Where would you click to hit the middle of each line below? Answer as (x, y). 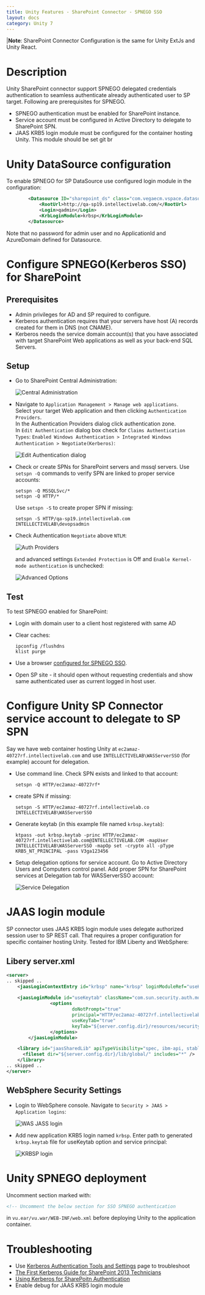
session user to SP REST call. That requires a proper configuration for (94, 935)
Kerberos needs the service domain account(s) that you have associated (106, 334)
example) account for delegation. (48, 762)
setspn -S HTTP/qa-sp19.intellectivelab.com (73, 519)
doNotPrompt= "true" (96, 1009)
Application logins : (41, 1111)
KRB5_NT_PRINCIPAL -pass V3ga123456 (62, 851)
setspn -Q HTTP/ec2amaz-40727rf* (58, 785)
